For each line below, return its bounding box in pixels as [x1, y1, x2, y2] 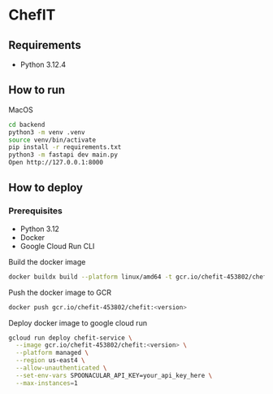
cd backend [8, 120, 45, 129]
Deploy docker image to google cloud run [8, 317, 148, 327]
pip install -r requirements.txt [8, 143, 122, 151]
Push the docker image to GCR [8, 287, 112, 297]
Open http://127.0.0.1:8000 [8, 159, 104, 167]
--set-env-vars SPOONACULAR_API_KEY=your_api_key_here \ [15, 371, 213, 379]
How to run [8, 83, 66, 97]
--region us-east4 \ [15, 357, 85, 365]
